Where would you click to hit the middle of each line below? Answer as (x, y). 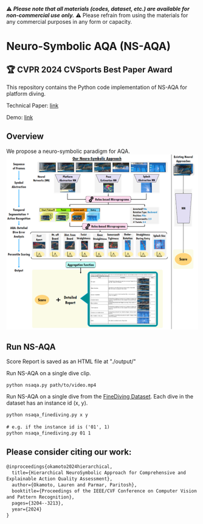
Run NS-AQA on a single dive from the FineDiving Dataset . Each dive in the (100, 397)
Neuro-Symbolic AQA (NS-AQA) (89, 47)
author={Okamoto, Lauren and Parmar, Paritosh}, (74, 485)
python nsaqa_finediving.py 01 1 (49, 433)
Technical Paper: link (33, 105)
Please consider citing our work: (69, 452)
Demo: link (20, 117)
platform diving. (26, 94)
